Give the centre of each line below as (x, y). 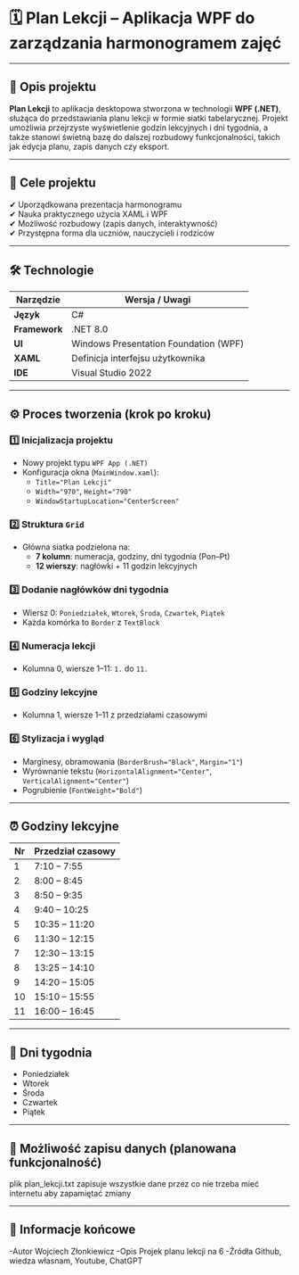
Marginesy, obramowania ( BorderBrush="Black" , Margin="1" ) (132, 761)
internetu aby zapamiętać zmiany (70, 1193)
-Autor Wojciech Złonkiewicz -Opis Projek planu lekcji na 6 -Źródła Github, (145, 1251)
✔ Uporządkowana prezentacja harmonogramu (96, 204)
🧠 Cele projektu (53, 183)
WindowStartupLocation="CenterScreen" (107, 501)
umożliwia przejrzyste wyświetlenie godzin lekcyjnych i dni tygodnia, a (139, 128)
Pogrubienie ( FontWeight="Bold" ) (82, 790)
